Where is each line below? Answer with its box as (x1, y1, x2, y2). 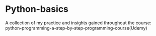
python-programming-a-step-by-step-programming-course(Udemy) (5, 25, 147, 31)
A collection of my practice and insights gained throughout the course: (5, 20, 152, 26)
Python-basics (5, 3, 69, 15)
